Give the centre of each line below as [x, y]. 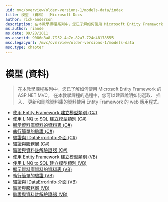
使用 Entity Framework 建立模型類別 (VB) [55, 157]
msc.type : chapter [24, 47]
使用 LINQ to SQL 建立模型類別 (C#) [50, 119]
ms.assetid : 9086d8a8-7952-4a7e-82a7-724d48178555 [60, 38]
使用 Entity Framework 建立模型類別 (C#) [55, 112]
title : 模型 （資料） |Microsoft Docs [44, 15]
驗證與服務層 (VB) [31, 188]
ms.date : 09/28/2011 [27, 33]
